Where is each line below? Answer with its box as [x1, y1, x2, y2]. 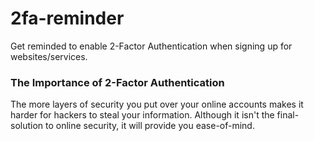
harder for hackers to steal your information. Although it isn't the [10, 109, 275, 121]
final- [276, 109, 300, 121]
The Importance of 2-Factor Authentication [10, 75, 225, 89]
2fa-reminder [10, 7, 125, 30]
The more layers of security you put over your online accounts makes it [10, 98, 304, 111]
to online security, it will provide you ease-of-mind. [45, 120, 255, 132]
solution [10, 120, 44, 132]
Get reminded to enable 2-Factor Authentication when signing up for [10, 40, 293, 52]
